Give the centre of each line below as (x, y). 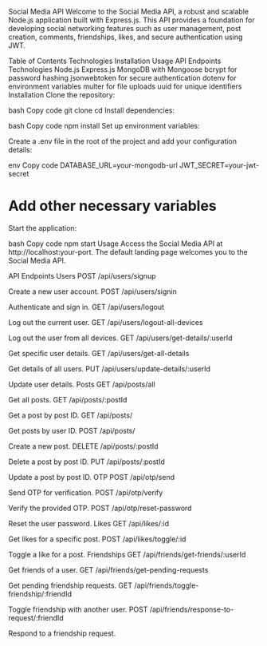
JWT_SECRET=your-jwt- (219, 165)
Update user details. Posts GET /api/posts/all (82, 384)
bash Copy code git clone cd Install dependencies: (92, 110)
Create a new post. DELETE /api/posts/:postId (83, 446)
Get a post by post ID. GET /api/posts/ (71, 415)
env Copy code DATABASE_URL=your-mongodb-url (93, 165)
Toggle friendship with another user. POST (78, 609)
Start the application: (43, 228)
